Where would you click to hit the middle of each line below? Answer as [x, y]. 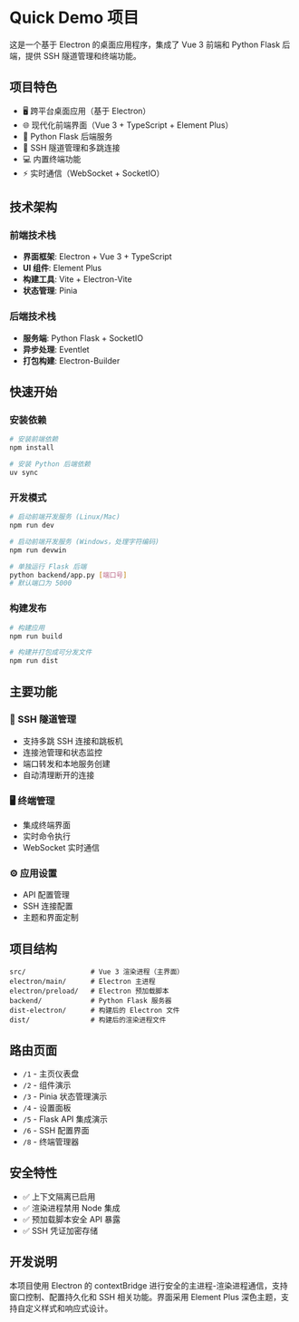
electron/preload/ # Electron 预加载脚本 [89, 992]
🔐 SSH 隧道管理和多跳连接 [71, 147]
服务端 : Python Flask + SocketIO [82, 338]
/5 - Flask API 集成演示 [65, 1119]
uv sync [24, 473]
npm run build [36, 636]
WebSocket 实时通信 [61, 848]
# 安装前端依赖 [34, 440]
